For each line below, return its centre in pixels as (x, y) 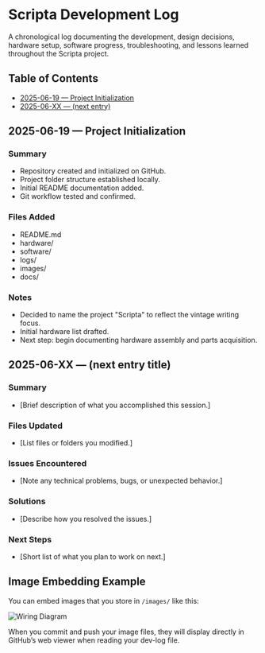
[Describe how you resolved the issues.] (86, 519)
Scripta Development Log (94, 15)
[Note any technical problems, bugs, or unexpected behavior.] (121, 481)
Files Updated (36, 426)
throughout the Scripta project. (59, 53)
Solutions (27, 501)
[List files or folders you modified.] (76, 443)
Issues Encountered (48, 463)
